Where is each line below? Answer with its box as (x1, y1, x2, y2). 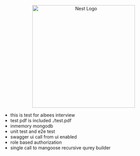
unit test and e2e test (10, 128, 55, 134)
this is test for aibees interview (10, 112, 75, 118)
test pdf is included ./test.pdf (10, 118, 72, 123)
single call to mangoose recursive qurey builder (10, 145, 111, 151)
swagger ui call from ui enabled (10, 134, 77, 140)
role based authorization (10, 139, 62, 145)
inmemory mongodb (10, 123, 53, 129)
